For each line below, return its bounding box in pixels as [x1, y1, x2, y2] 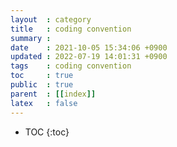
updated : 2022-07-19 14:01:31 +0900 [10, 52, 168, 62]
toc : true [10, 71, 74, 81]
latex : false [10, 98, 78, 108]
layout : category [10, 14, 92, 25]
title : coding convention [10, 24, 132, 34]
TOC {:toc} [24, 126, 70, 138]
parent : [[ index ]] [10, 89, 97, 99]
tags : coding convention [10, 61, 132, 71]
